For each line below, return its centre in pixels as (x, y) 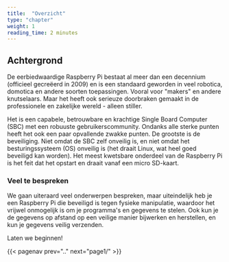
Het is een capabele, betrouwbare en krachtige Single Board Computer (107, 119)
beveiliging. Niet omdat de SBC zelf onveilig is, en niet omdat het (98, 141)
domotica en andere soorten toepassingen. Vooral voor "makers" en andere (114, 92)
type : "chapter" (30, 20)
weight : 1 (21, 26)
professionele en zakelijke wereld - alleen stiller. (75, 106)
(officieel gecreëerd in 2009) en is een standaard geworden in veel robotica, (115, 84)
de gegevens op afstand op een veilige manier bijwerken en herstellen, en (111, 217)
